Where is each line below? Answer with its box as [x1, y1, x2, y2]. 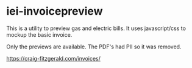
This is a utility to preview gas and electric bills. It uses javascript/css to [6, 25, 186, 32]
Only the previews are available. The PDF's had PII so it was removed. [6, 43, 182, 50]
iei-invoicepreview [6, 4, 103, 18]
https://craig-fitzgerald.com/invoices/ [6, 55, 101, 62]
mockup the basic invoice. [6, 31, 73, 38]
